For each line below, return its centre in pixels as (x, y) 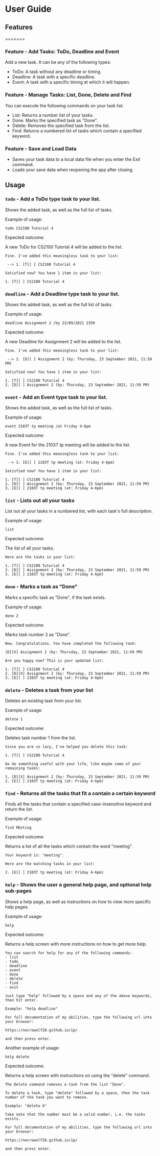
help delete (17, 1057)
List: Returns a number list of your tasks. (53, 115)
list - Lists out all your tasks (40, 501)
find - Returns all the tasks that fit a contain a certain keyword (80, 793)
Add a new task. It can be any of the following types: (58, 62)
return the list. (19, 809)
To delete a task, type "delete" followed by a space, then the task (78, 1093)
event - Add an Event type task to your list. (56, 397)
